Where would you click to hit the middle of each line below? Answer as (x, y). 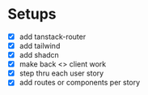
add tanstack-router (53, 37)
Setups (32, 14)
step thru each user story (61, 73)
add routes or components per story (80, 83)
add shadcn (39, 55)
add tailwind (40, 46)
